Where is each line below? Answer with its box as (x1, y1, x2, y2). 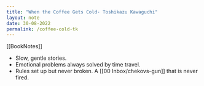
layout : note (6, 15, 40, 21)
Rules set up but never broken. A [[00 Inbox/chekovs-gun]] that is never (15, 68, 198, 75)
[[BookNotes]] (6, 43, 42, 50)
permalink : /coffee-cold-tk (6, 26, 79, 32)
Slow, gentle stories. (15, 54, 67, 62)
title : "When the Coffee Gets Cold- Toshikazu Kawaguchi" (6, 9, 158, 15)
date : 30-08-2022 (6, 20, 51, 26)
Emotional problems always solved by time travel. (15, 61, 141, 68)
